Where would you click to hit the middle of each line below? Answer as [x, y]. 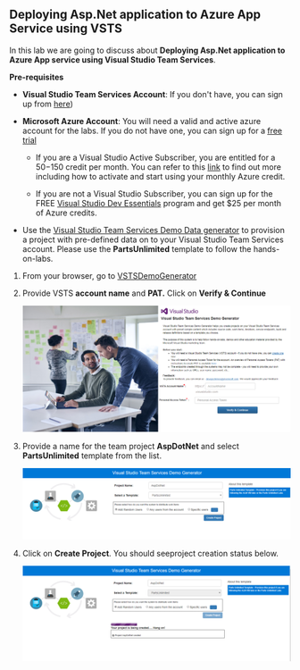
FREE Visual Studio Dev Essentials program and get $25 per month [158, 203]
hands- [267, 248]
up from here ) [47, 104]
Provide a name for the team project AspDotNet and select [130, 447]
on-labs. [37, 258]
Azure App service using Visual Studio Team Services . [112, 59]
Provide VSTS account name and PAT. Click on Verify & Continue [144, 293]
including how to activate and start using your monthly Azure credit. [160, 176]
